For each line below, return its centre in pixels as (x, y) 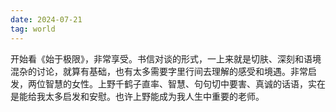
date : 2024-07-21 (46, 19)
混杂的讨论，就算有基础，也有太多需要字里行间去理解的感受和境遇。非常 (159, 71)
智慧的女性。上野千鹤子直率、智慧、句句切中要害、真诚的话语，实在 (185, 83)
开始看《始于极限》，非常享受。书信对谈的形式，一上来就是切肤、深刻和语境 (166, 58)
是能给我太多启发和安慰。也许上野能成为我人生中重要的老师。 (137, 96)
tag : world (33, 29)
